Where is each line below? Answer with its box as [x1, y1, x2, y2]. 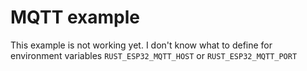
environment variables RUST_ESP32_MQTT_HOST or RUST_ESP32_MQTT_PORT [10, 49, 298, 61]
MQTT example [10, 6, 140, 29]
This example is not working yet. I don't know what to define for [10, 39, 273, 51]
